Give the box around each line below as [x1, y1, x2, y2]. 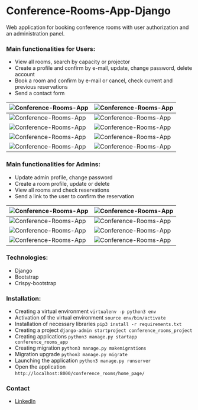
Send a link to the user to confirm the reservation [14, 192, 135, 199]
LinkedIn [14, 398, 36, 405]
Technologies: [6, 253, 48, 262]
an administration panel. [6, 30, 65, 37]
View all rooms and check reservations [14, 186, 109, 193]
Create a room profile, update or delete [14, 180, 111, 187]
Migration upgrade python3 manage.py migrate [14, 351, 128, 358]
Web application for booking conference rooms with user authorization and [6, 24, 189, 31]
